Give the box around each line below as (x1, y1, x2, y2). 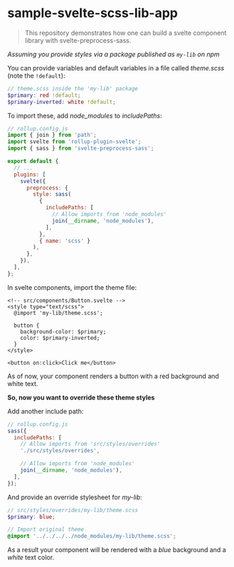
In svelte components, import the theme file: (7, 283, 137, 291)
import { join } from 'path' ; (7, 132, 97, 139)
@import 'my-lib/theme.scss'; (14, 309, 103, 316)
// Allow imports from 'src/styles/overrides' (20, 440, 161, 448)
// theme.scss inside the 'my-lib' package (7, 85, 139, 92)
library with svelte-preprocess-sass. (24, 36, 132, 44)
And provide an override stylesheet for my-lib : (7, 493, 142, 501)
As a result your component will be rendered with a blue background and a (7, 546, 226, 554)
